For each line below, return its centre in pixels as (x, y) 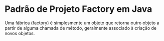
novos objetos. (20, 33)
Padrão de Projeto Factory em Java (79, 9)
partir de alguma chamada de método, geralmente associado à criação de (81, 28)
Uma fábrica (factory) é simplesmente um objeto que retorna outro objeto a (82, 23)
